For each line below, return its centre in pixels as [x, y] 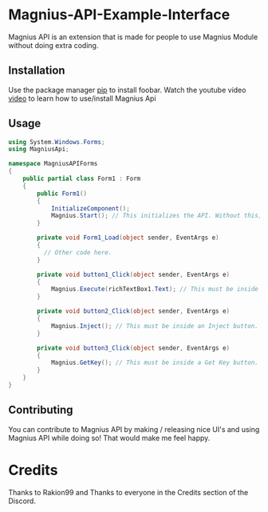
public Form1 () [62, 194]
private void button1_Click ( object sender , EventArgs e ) [133, 274]
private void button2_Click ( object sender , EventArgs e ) [133, 311]
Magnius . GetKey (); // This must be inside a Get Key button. [155, 363]
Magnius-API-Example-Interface [119, 15]
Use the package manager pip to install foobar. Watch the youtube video [127, 90]
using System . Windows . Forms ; [57, 142]
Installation [37, 71]
